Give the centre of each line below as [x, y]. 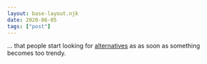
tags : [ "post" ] [29, 26]
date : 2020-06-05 [32, 20]
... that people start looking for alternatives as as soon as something [103, 46]
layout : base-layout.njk [43, 13]
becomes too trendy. [37, 53]
